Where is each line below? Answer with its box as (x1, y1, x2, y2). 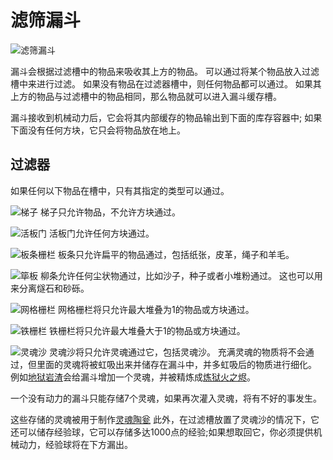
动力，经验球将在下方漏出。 (18, 438, 133, 450)
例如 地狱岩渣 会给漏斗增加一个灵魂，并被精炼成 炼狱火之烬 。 (10, 371, 256, 383)
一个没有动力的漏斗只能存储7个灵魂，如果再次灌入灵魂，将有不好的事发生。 (10, 392, 322, 404)
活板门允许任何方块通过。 (48, 227, 155, 239)
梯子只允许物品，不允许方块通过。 (39, 206, 181, 218)
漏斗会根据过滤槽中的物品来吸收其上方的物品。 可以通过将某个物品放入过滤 (10, 65, 320, 77)
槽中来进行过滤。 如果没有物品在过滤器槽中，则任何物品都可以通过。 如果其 (10, 77, 322, 90)
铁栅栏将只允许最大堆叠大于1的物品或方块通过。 (48, 324, 246, 336)
